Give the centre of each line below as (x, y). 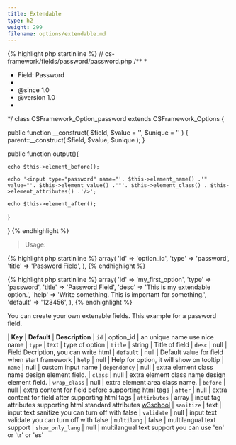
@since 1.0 (33, 90)
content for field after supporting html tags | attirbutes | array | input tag (114, 398)
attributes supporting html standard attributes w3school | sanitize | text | (114, 405)
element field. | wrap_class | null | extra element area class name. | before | (117, 383)
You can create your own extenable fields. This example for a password (112, 316)
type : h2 (20, 21)
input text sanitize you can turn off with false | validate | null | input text (112, 412)
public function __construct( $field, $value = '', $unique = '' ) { (98, 133)
